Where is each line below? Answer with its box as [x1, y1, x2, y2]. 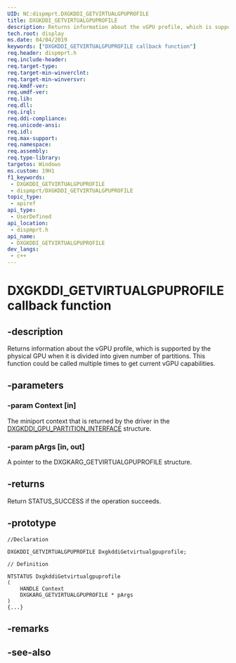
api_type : [7, 207, 37, 214]
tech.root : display [7, 30, 65, 37]
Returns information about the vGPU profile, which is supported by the [7, 344, 211, 353]
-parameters [7, 379, 64, 391]
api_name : [7, 233, 37, 240]
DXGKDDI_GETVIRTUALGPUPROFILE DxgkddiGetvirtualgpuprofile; [7, 548, 188, 555]
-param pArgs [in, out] [7, 441, 85, 451]
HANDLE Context [20, 585, 65, 592]
